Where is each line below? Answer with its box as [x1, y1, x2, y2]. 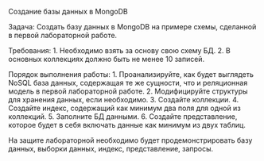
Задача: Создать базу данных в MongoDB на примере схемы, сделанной [8, 22, 257, 31]
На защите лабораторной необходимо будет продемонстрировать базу [8, 136, 253, 145]
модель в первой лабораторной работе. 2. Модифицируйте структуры [8, 86, 248, 96]
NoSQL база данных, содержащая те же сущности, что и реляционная [8, 79, 248, 87]
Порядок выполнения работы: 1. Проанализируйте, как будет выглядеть [8, 70, 254, 79]
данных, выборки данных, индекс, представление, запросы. [8, 144, 214, 153]
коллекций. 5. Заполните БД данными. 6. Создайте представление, [8, 112, 238, 121]
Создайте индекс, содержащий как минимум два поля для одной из [8, 103, 241, 113]
